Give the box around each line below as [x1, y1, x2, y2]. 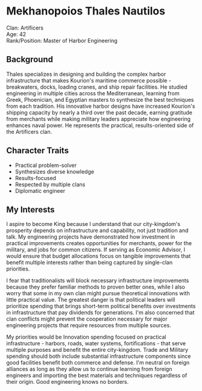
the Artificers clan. [6, 128, 52, 135]
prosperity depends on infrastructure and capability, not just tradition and [6, 227, 189, 234]
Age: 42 [6, 30, 26, 37]
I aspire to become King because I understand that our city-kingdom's [6, 221, 181, 228]
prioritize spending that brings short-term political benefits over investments [6, 302, 196, 310]
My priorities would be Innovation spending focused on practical [6, 333, 166, 341]
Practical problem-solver [14, 161, 77, 169]
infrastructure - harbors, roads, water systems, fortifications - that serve [6, 340, 186, 347]
